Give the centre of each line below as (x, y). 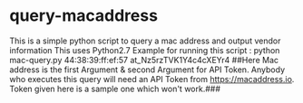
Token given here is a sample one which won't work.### (115, 89)
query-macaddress (84, 16)
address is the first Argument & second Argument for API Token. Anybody (147, 70)
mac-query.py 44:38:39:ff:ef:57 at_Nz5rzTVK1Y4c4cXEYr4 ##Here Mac (144, 60)
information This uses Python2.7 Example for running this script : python (145, 50)
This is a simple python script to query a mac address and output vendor (145, 41)
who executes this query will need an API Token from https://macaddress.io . (152, 79)
